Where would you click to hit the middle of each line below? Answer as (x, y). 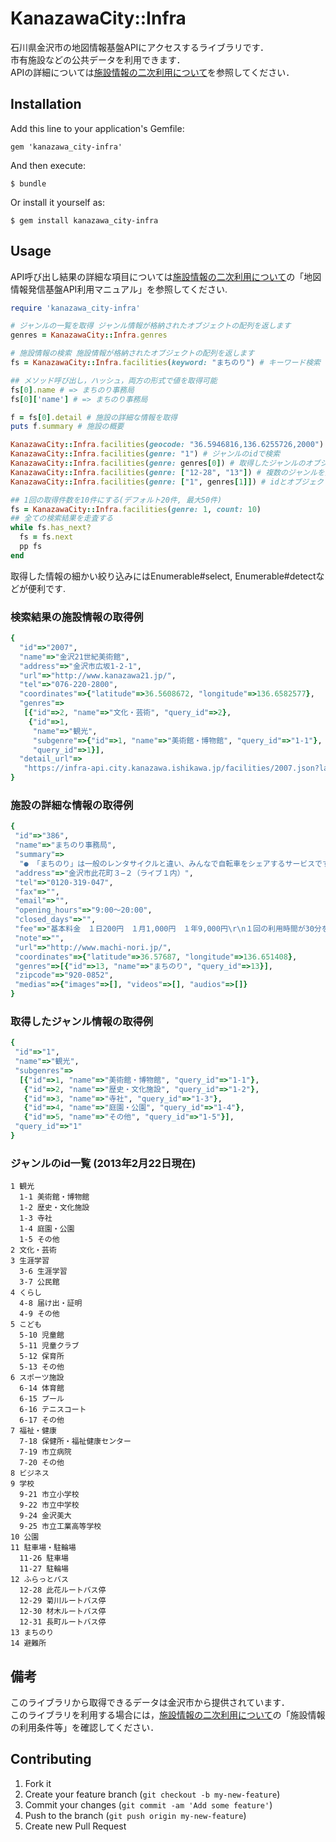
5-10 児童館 (42, 1335)
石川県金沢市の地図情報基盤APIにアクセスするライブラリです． (140, 47)
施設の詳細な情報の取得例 (72, 805)
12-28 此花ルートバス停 (63, 1590)
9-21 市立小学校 (49, 1495)
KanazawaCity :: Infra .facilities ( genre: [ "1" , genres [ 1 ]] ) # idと (148, 482)
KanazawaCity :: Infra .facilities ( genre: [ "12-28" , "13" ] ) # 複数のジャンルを (167, 472)
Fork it (38, 1783)
